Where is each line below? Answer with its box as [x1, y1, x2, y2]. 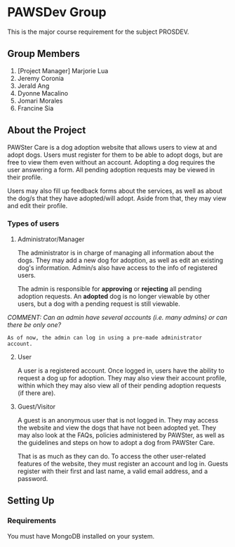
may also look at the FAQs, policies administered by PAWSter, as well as [17, 430, 225, 439]
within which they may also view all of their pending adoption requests [17, 381, 222, 390]
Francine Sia [17, 103, 54, 112]
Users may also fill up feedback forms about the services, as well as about [7, 186, 222, 195]
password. [17, 474, 48, 482]
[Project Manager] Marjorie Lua [17, 66, 109, 75]
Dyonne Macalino [17, 89, 69, 97]
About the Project [7, 124, 86, 136]
